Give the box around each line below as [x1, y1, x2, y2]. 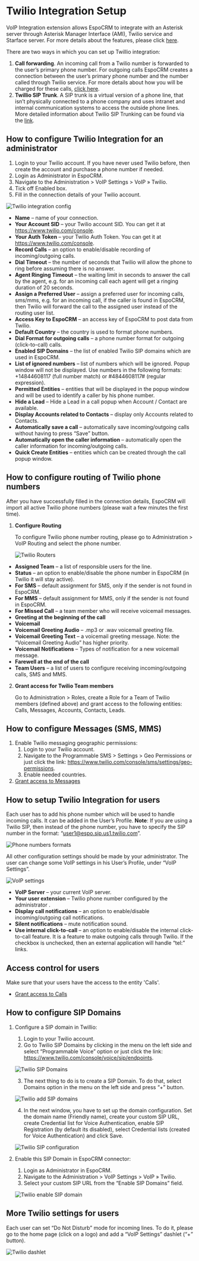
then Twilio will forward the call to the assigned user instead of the [14, 303, 178, 310]
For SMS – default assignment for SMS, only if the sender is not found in [14, 582, 192, 589]
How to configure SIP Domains [6, 1007, 121, 1018]
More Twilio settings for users [6, 1208, 119, 1219]
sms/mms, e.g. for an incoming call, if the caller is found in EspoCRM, [14, 297, 185, 304]
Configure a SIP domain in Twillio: [14, 1023, 97, 1031]
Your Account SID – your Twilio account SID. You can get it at [14, 220, 165, 227]
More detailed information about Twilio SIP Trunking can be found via [14, 110, 185, 118]
